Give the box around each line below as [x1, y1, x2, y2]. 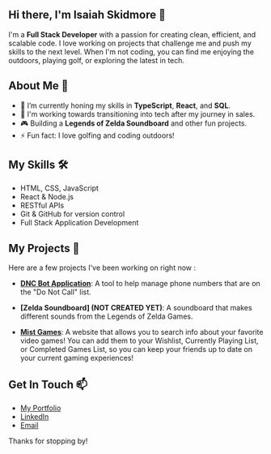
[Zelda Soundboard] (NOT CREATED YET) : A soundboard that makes [19, 303, 252, 313]
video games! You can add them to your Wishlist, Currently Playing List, [19, 336, 259, 345]
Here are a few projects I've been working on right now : [8, 263, 197, 272]
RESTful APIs [19, 200, 65, 211]
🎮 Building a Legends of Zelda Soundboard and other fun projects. [19, 118, 248, 128]
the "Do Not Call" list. [19, 287, 91, 297]
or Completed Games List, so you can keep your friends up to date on [19, 345, 253, 354]
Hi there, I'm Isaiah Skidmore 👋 [8, 8, 166, 22]
